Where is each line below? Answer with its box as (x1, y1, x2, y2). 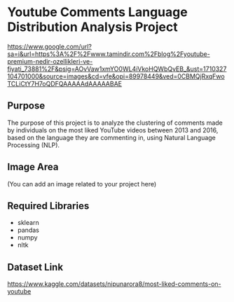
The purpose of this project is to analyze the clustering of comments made (7, 118, 223, 127)
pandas (17, 226, 40, 235)
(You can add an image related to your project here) (7, 179, 157, 188)
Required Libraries (7, 200, 90, 212)
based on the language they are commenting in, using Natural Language (7, 133, 216, 142)
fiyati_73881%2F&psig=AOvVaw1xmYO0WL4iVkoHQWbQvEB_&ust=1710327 (7, 64, 227, 73)
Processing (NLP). (7, 141, 60, 149)
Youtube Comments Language (7, 4, 188, 20)
